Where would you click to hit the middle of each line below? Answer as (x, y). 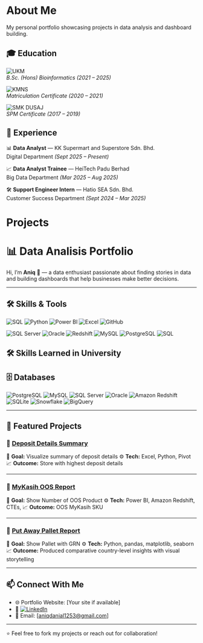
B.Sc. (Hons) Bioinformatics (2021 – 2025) (59, 77)
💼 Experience (32, 133)
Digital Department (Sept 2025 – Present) (58, 156)
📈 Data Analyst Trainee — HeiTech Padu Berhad (68, 168)
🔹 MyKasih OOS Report (41, 487)
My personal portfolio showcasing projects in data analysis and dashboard (99, 27)
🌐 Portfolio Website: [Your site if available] (68, 602)
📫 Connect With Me (45, 585)
